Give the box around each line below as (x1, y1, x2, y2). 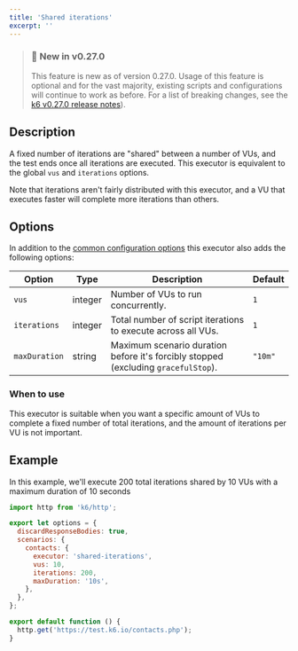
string (72, 350, 98, 363)
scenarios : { (17, 536, 66, 545)
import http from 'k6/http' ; (9, 503, 117, 512)
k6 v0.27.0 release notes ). (30, 98, 126, 109)
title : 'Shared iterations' (9, 12, 114, 22)
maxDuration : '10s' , (32, 576, 109, 585)
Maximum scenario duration (110, 339, 228, 351)
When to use (9, 388, 65, 400)
